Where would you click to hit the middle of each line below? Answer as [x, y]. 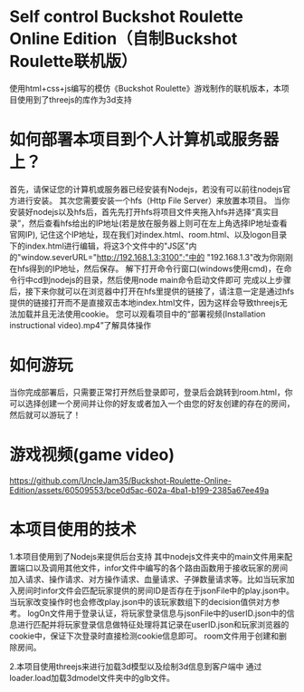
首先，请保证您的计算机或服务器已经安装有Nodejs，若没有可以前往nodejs [146, 189]
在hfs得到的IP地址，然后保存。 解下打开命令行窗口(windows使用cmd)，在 [147, 268]
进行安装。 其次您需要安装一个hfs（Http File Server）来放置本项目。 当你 [153, 200]
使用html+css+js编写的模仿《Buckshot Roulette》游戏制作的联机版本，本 [146, 88]
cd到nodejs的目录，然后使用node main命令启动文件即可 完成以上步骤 [162, 279]
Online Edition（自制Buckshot [123, 39]
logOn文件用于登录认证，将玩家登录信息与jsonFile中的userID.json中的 [157, 613]
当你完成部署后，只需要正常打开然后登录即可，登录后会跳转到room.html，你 [151, 392]
